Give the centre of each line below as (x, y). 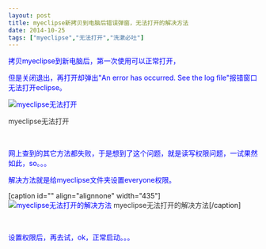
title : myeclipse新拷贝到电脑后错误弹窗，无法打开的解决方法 (99, 23)
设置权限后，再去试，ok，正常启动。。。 (71, 237)
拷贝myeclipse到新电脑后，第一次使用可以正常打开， (94, 61)
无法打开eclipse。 (38, 88)
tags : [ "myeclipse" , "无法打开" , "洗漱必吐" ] (76, 38)
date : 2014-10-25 (37, 30)
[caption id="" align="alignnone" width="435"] (84, 196)
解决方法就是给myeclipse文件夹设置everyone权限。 (92, 180)
